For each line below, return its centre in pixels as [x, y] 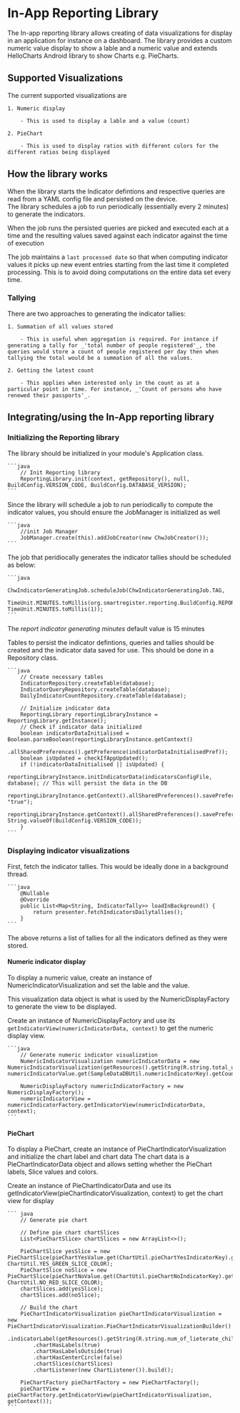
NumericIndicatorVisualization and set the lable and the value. [99, 985]
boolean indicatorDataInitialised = [75, 733]
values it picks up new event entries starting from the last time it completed [118, 264]
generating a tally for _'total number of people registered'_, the [111, 345]
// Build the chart [49, 1308]
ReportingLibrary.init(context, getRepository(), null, [105, 479]
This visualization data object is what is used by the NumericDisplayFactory [119, 999]
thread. [18, 874]
